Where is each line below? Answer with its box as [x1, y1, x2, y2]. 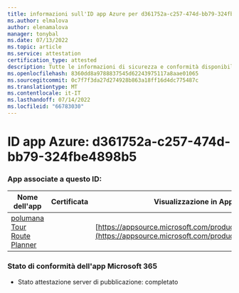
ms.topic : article [7, 43, 62, 50]
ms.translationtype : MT [7, 83, 78, 90]
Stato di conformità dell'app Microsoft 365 [7, 261, 158, 271]
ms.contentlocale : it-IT [7, 90, 81, 97]
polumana [11, 213, 45, 223]
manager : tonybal [7, 30, 59, 38]
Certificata [51, 197, 89, 207]
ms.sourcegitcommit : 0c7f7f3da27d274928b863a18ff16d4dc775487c [7, 76, 199, 84]
